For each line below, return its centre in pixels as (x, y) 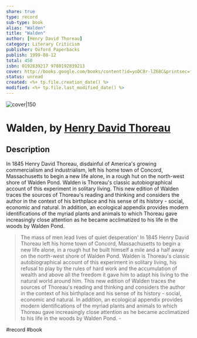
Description (28, 150)
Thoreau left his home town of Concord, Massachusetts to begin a (100, 243)
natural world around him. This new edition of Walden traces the (98, 281)
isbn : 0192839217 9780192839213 (45, 66)
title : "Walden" (26, 33)
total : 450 (19, 60)
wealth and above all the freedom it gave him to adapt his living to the (104, 274)
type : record (22, 17)
